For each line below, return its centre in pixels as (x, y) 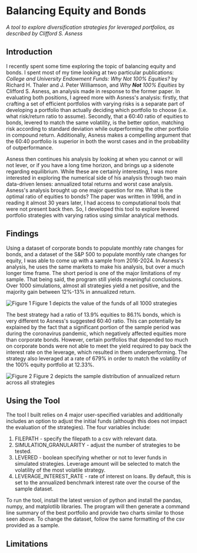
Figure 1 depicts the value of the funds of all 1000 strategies (105, 303)
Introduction (29, 52)
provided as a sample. (33, 525)
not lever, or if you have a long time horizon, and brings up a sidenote (90, 165)
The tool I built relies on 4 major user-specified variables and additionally (94, 415)
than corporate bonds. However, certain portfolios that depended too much (97, 339)
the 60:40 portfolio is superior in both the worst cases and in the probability (98, 141)
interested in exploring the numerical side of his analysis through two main (96, 177)
